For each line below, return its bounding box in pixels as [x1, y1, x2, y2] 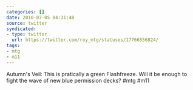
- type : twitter [6, 31, 47, 37]
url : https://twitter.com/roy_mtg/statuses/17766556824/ [12, 37, 159, 43]
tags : [6, 43, 20, 49]
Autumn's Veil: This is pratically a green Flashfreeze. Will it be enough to [6, 70, 188, 77]
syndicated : [6, 25, 36, 32]
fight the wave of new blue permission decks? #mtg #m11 [6, 77, 150, 84]
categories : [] [6, 8, 45, 15]
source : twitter [6, 20, 47, 26]
